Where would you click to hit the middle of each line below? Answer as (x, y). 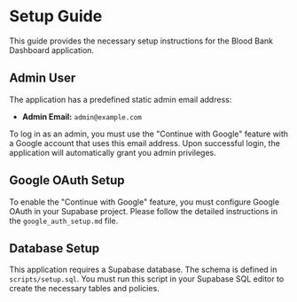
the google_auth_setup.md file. (64, 221)
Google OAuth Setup (67, 180)
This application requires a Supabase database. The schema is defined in (143, 270)
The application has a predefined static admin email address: (121, 99)
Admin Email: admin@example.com (82, 116)
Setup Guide (56, 16)
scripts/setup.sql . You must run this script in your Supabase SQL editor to (147, 279)
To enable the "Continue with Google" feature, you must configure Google (145, 202)
